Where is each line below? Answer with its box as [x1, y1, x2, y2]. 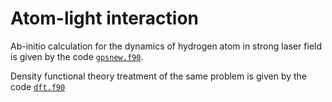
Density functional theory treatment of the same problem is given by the [10, 70, 308, 82]
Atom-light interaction [10, 7, 199, 30]
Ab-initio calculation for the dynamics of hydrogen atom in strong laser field [10, 40, 323, 52]
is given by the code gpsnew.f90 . [10, 50, 144, 62]
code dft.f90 [10, 80, 66, 92]
